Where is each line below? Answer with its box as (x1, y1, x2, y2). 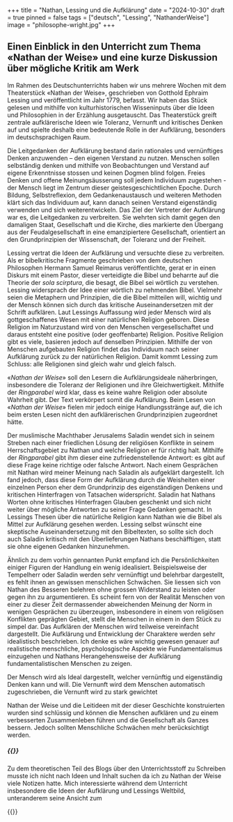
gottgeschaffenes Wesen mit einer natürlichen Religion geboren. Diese (7, 315, 210, 323)
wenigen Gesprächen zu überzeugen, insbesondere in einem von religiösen (7, 607, 224, 616)
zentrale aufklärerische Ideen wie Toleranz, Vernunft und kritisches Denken (7, 118, 223, 126)
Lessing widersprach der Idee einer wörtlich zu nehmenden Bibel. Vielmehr (7, 286, 223, 294)
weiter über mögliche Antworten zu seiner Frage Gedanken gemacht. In (7, 505, 212, 513)
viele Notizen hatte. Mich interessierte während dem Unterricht (7, 779, 188, 787)
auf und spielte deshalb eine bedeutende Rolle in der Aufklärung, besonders (7, 125, 226, 134)
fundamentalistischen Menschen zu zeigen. (7, 659, 132, 667)
